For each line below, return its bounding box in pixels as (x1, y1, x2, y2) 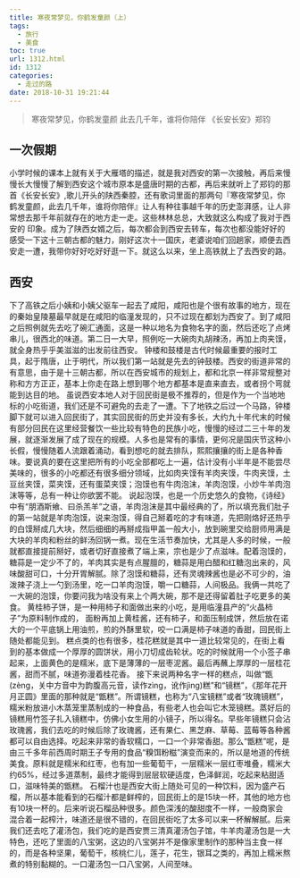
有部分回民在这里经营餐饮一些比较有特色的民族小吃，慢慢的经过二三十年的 (9, 423, 283, 434)
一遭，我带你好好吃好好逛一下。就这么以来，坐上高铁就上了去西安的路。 (24, 246, 291, 257)
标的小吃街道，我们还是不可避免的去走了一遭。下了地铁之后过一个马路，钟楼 (9, 401, 291, 411)
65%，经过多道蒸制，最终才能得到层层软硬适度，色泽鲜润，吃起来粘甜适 (16, 770, 285, 781)
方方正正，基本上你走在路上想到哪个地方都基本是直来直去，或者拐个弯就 (24, 378, 291, 389)
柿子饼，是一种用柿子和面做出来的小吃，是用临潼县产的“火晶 (42, 602, 266, 612)
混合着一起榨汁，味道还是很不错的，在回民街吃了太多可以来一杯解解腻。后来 (9, 815, 291, 825)
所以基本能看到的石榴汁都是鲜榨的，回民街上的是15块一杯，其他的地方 (24, 792, 283, 803)
